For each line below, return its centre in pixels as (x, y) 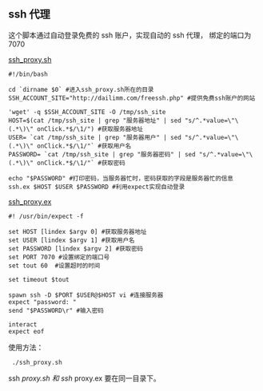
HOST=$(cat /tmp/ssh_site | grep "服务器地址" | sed (95, 120)
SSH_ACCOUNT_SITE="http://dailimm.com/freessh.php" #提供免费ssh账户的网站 (132, 98)
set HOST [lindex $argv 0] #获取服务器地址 (78, 231)
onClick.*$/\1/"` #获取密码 (81, 163)
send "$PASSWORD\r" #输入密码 (56, 310)
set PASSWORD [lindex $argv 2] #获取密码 (76, 249)
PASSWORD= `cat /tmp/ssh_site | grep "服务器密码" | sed (102, 154)
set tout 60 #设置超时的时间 (54, 266)
